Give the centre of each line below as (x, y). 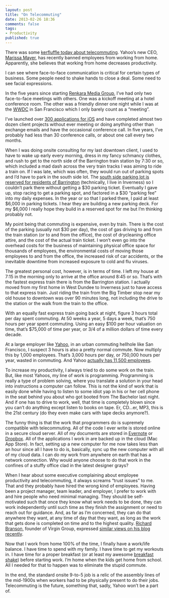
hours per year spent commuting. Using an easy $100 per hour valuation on (83, 324)
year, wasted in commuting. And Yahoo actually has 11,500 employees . (78, 360)
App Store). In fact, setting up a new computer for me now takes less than (82, 444)
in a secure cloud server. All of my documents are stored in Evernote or (79, 433)
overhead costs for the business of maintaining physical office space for (80, 245)
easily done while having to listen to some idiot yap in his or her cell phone (82, 391)
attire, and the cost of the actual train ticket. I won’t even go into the (75, 240)
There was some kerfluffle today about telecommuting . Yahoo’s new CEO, (81, 52)
